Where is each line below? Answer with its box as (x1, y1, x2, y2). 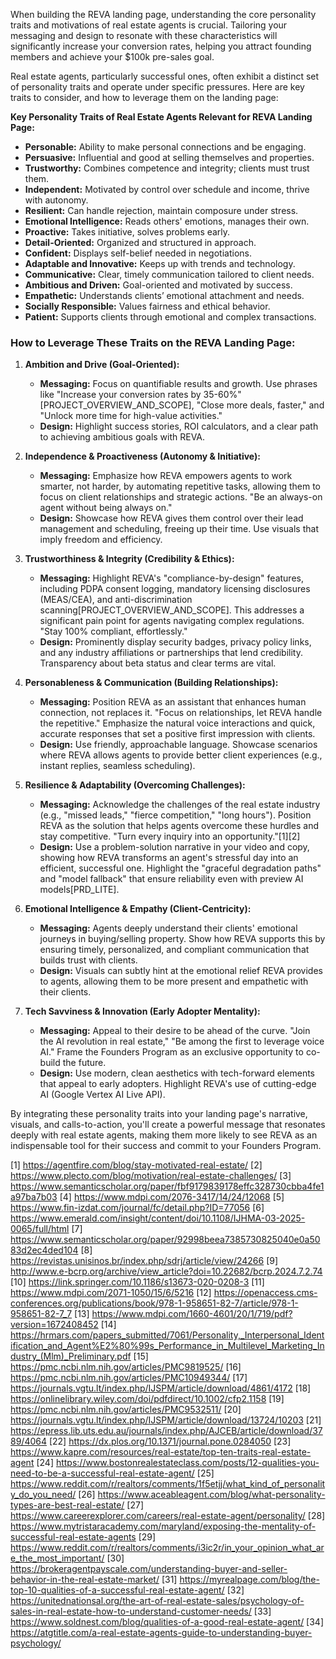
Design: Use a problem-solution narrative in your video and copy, (39, 841, 310, 853)
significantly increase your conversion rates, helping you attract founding (10, 40, 312, 52)
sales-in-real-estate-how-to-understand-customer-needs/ (10, 1605, 252, 1618)
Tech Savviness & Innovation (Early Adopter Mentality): (24, 1005, 261, 1018)
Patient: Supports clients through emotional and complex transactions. (24, 311, 317, 323)
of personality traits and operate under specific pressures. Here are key (10, 81, 305, 93)
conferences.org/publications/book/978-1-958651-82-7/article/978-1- (10, 1297, 299, 1309)
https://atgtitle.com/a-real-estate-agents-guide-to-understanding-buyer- (10, 1627, 313, 1639)
